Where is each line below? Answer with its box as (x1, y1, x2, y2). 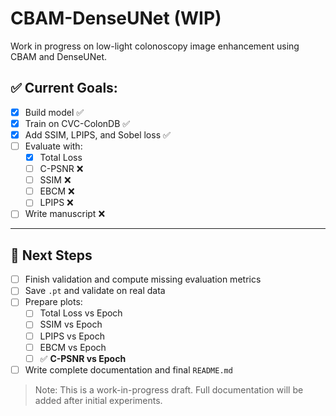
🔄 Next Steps (10, 247, 93, 264)
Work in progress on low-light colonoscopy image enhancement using (10, 40, 300, 52)
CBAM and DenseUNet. (10, 50, 108, 62)
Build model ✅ (24, 106, 85, 118)
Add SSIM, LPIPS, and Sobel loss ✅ (24, 128, 171, 141)
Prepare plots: (24, 296, 83, 308)
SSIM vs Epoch (39, 318, 103, 331)
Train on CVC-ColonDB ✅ (24, 117, 131, 129)
